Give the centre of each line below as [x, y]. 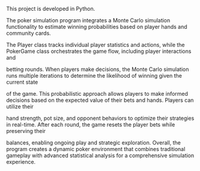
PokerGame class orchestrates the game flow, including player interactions [99, 51]
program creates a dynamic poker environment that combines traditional [96, 149]
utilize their [20, 107]
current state [22, 82]
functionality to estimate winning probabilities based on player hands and [97, 27]
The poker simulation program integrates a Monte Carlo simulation [88, 20]
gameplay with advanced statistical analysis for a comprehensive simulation [100, 155]
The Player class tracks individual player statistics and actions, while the [95, 45]
